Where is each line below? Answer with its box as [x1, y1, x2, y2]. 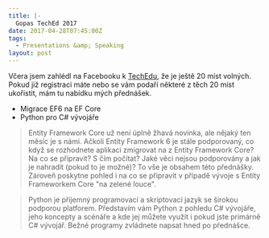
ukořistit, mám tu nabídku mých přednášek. [8, 88, 152, 97]
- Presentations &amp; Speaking [15, 42, 125, 50]
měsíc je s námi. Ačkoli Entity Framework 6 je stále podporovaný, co [27, 137, 255, 146]
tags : [8, 34, 27, 43]
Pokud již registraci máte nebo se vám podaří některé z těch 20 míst [8, 80, 235, 89]
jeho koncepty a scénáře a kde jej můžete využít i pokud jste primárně [27, 212, 261, 221]
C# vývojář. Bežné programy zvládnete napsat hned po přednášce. [27, 220, 251, 230]
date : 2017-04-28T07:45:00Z [8, 27, 103, 35]
